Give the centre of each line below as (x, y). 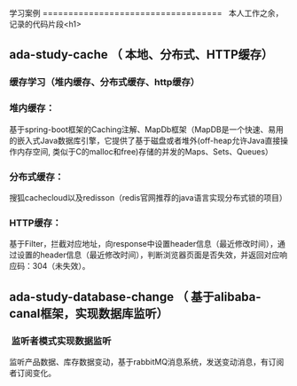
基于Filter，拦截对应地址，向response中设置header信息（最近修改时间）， (143, 244)
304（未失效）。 (61, 266)
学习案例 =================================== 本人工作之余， (146, 13)
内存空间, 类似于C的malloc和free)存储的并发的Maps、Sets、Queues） (145, 151)
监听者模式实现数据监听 (61, 341)
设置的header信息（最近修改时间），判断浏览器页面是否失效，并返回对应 (148, 255)
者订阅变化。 (32, 373)
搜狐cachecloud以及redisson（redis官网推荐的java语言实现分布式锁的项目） (148, 197)
